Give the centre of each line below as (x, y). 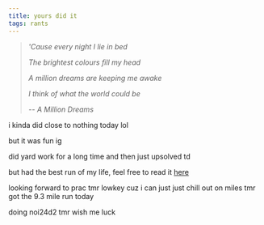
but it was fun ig (35, 140)
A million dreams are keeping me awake (95, 78)
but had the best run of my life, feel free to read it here (99, 172)
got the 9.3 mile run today (51, 196)
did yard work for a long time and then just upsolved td (100, 156)
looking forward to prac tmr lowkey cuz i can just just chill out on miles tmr (132, 188)
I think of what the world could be (84, 93)
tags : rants (28, 23)
